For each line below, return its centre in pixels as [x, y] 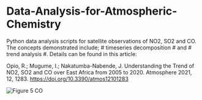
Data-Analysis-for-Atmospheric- [92, 11]
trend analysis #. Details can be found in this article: [72, 54]
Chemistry [34, 24]
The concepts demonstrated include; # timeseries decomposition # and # [99, 48]
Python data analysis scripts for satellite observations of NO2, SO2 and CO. [102, 41]
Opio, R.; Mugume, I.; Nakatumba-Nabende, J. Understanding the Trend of [100, 66]
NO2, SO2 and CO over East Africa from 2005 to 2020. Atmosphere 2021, [99, 72]
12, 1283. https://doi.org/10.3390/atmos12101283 [67, 79]
